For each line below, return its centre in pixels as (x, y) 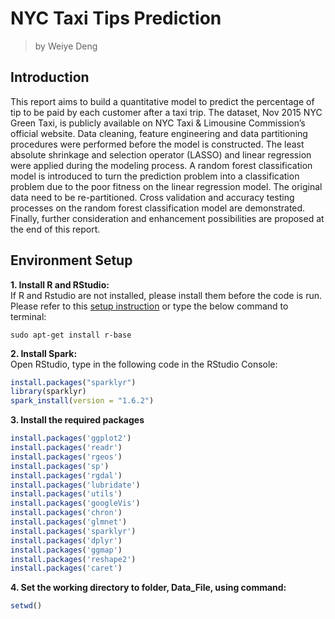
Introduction (50, 77)
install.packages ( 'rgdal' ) (66, 475)
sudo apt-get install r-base (71, 335)
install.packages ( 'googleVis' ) (75, 503)
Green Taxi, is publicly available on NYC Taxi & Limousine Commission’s (158, 123)
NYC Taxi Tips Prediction (116, 18)
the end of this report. (55, 229)
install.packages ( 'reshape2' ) (73, 559)
